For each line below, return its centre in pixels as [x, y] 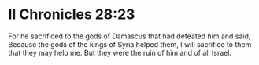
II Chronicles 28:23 [72, 14]
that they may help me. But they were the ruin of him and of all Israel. [120, 52]
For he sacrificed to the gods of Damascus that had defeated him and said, [129, 36]
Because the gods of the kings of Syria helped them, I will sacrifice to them [130, 44]
